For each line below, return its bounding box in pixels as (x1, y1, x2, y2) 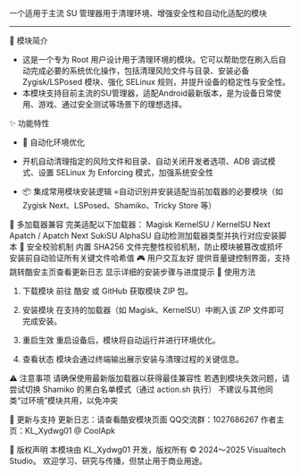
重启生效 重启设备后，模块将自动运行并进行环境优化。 (21, 334, 221, 345)
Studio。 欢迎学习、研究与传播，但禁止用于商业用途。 (9, 455, 208, 466)
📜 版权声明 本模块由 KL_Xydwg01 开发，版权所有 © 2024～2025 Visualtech (9, 444, 287, 454)
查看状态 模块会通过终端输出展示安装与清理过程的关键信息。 (21, 354, 244, 364)
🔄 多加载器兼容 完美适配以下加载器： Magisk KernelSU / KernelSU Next (9, 219, 271, 230)
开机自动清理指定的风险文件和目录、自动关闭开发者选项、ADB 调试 (21, 156, 268, 166)
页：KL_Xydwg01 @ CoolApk (9, 426, 116, 436)
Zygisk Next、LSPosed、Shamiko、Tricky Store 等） (21, 200, 217, 210)
